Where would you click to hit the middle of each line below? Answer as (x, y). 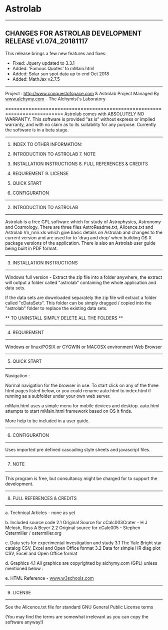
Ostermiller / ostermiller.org (33, 533)
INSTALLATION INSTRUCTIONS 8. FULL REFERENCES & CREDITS (80, 164)
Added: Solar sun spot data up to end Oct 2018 (61, 74)
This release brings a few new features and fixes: (56, 53)
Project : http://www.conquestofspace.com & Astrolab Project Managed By (82, 93)
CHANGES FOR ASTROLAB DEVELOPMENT (73, 33)
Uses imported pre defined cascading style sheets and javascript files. (78, 449)
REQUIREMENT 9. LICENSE (40, 173)
